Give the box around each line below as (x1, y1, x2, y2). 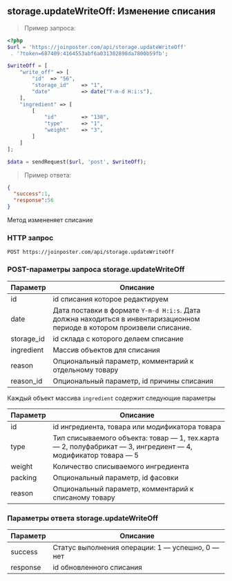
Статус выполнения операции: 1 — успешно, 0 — (52, 542, 220, 552)
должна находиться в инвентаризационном (52, 314, 200, 324)
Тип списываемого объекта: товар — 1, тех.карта (52, 433, 220, 442)
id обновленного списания (52, 562, 143, 572)
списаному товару (52, 493, 115, 502)
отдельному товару (52, 365, 119, 375)
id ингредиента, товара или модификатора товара (52, 422, 222, 431)
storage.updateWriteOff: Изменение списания (7, 6, 216, 17)
